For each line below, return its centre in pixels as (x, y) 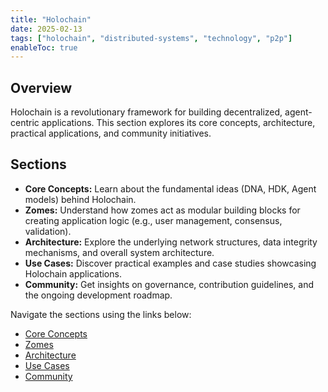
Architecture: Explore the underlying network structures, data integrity (171, 242)
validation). (48, 231)
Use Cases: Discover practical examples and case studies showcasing (170, 263)
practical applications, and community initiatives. (111, 133)
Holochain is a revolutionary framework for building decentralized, (146, 112)
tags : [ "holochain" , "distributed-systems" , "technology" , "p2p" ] (151, 38)
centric (25, 123)
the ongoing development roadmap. (98, 295)
